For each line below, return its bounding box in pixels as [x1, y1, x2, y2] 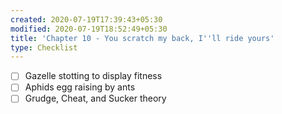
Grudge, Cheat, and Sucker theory [24, 92, 167, 105]
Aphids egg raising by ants [24, 81, 136, 93]
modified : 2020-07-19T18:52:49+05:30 [10, 24, 168, 34]
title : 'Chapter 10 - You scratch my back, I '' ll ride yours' [10, 33, 275, 43]
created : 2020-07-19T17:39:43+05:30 [10, 14, 163, 25]
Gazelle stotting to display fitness [24, 70, 163, 82]
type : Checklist [10, 42, 78, 53]
